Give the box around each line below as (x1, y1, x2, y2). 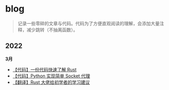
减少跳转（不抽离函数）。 (26, 26, 78, 33)
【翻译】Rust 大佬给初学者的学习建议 (12, 79, 90, 85)
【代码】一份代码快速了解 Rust (12, 66, 77, 72)
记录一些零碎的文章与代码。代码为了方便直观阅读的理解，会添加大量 (17, 20, 160, 26)
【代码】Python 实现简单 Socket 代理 (12, 73, 90, 79)
